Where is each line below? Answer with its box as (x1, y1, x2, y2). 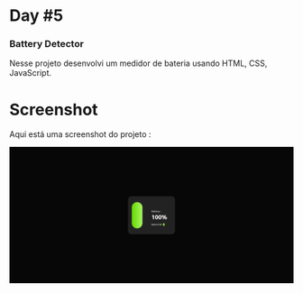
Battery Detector (9, 38, 84, 50)
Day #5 (9, 5, 64, 26)
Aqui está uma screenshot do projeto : (9, 129, 151, 140)
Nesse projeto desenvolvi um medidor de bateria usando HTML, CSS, (9, 58, 268, 69)
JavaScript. (9, 68, 52, 78)
